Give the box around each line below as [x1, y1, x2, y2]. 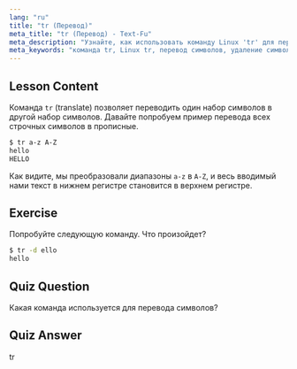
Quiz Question [9, 279, 90, 294]
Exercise [9, 205, 58, 220]
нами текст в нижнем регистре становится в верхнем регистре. [9, 180, 253, 190]
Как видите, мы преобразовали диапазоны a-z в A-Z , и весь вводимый [9, 170, 277, 181]
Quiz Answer [9, 328, 82, 343]
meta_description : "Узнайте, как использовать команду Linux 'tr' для [9, 37, 275, 47]
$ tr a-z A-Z [9, 138, 57, 147]
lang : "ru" [9, 12, 49, 22]
